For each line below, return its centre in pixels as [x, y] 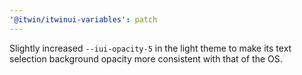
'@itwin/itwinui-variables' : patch [83, 19]
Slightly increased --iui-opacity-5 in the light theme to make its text [150, 48]
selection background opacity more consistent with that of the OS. [146, 58]
